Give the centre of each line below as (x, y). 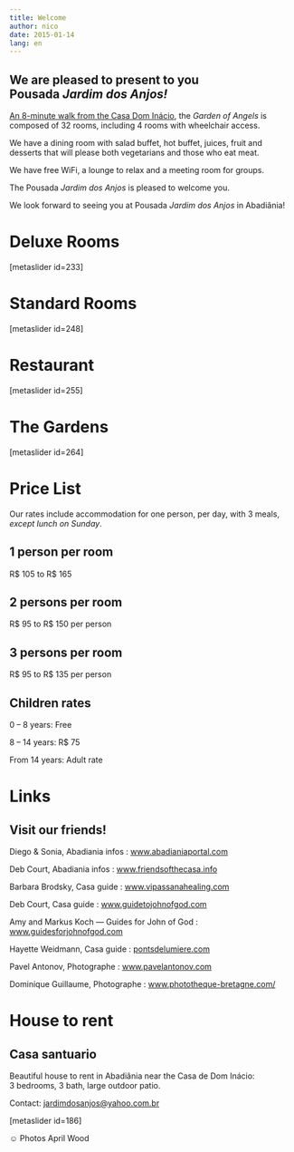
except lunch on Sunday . (56, 523)
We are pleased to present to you (104, 79)
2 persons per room (66, 602)
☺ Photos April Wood (49, 1138)
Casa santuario (53, 1054)
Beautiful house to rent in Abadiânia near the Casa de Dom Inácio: (132, 1076)
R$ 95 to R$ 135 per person (61, 674)
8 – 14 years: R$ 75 (45, 742)
